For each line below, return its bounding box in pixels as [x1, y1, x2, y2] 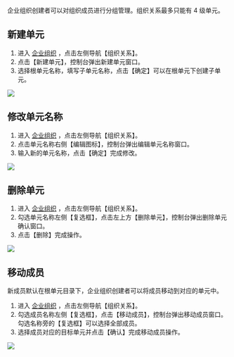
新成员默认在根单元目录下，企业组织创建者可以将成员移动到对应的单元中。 [7, 287, 223, 295]
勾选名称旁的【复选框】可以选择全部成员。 [17, 319, 141, 327]
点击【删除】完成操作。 [17, 231, 86, 239]
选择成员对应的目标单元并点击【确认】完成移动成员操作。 [17, 328, 184, 337]
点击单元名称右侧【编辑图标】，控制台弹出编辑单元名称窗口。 [17, 139, 193, 148]
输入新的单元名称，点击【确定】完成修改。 [17, 149, 141, 157]
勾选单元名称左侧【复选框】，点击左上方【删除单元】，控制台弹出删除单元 [17, 213, 227, 222]
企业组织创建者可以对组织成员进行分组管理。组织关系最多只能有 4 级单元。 [7, 6, 224, 14]
